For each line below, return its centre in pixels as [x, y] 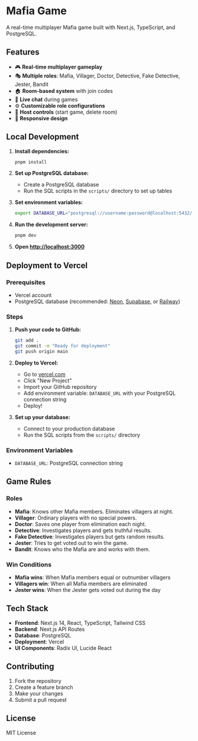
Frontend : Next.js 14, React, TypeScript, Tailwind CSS [80, 623]
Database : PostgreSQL [43, 635]
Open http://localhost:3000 [49, 247]
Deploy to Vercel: [36, 363]
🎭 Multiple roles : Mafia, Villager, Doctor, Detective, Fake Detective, [97, 76]
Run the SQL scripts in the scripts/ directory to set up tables [98, 191]
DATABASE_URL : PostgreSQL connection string [69, 463]
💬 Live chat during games [46, 99]
